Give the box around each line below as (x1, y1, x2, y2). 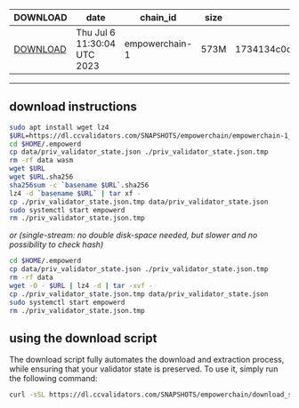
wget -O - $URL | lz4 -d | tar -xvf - (9, 281, 153, 290)
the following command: (9, 373, 98, 384)
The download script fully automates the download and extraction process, (9, 355, 285, 365)
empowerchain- (124, 37, 193, 50)
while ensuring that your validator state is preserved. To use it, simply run (9, 364, 279, 374)
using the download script (9, 331, 158, 346)
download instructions (9, 100, 138, 115)
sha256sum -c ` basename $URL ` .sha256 (9, 180, 149, 189)
